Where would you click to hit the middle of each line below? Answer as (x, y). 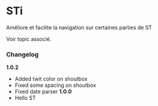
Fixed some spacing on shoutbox (55, 85)
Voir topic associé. (29, 39)
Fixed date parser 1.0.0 (43, 92)
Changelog (22, 54)
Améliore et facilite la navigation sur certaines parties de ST (79, 27)
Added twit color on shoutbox (51, 79)
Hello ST (25, 98)
